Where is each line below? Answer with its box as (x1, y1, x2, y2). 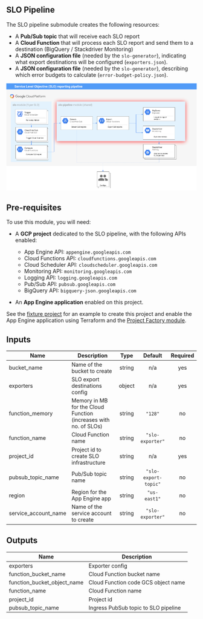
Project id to (71, 446, 101, 453)
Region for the (71, 488, 107, 496)
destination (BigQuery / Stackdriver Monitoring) (14, 45, 134, 53)
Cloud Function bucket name (88, 570, 160, 577)
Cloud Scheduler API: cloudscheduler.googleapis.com (24, 261, 158, 269)
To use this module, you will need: (6, 218, 91, 226)
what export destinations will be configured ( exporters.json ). (14, 58, 168, 65)
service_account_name (8, 509, 66, 517)
